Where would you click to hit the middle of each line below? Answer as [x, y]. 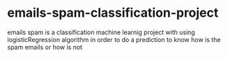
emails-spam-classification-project [113, 13]
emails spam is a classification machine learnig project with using [101, 32]
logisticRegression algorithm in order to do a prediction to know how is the [114, 39]
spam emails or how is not [45, 47]
